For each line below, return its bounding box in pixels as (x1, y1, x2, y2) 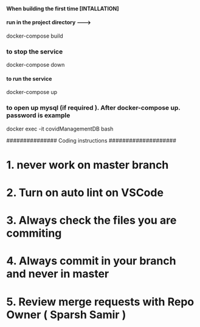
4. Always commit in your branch (6, 254, 176, 268)
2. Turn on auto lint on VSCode (6, 186, 164, 200)
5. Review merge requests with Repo (6, 295, 195, 309)
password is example (6, 111, 71, 120)
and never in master (6, 267, 109, 281)
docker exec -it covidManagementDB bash (6, 125, 114, 132)
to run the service (6, 75, 52, 82)
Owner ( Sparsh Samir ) (6, 308, 126, 322)
